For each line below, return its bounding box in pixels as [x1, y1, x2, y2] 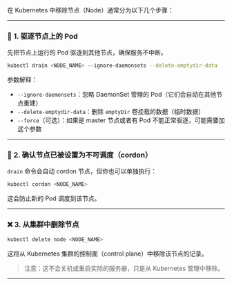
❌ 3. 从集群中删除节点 [7, 220, 79, 229]
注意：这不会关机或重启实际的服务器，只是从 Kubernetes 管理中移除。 [23, 264, 224, 272]
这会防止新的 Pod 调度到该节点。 [7, 194, 101, 202]
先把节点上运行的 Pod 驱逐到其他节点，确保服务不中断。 [7, 48, 167, 57]
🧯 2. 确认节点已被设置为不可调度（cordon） [7, 151, 153, 160]
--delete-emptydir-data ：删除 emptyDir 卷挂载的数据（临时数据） [17, 108, 205, 116]
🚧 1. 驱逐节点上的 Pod [7, 31, 78, 41]
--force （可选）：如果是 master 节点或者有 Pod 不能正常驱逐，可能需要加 [17, 116, 225, 124]
